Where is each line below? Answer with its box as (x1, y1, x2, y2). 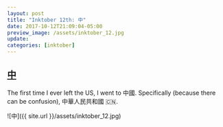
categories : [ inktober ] (7, 42, 75, 49)
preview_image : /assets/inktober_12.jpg (7, 29, 125, 36)
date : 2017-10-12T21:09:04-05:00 (7, 23, 103, 30)
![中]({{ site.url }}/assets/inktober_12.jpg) (7, 111, 121, 120)
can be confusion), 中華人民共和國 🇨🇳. (7, 97, 119, 105)
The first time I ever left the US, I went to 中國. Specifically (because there (7, 89, 216, 97)
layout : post (7, 10, 45, 17)
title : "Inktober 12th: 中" (7, 16, 86, 23)
